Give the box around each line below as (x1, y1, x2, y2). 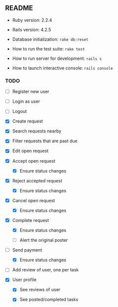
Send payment (12, 247, 42, 253)
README (5, 4, 33, 12)
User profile (12, 277, 37, 283)
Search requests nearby (12, 128, 62, 134)
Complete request (12, 217, 49, 223)
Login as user (12, 98, 40, 104)
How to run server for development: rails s (12, 55, 102, 61)
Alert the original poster (19, 237, 68, 243)
